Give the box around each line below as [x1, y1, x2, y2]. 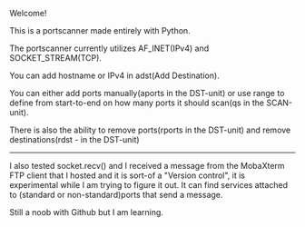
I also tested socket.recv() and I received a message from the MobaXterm [9, 161, 285, 171]
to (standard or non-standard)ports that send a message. [9, 190, 223, 200]
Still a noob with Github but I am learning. [9, 207, 163, 217]
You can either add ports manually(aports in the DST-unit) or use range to [9, 88, 285, 98]
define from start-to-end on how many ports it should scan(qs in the [9, 97, 265, 108]
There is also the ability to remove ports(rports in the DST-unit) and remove [9, 124, 291, 135]
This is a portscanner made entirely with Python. [9, 25, 191, 35]
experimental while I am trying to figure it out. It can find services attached [9, 180, 289, 190]
